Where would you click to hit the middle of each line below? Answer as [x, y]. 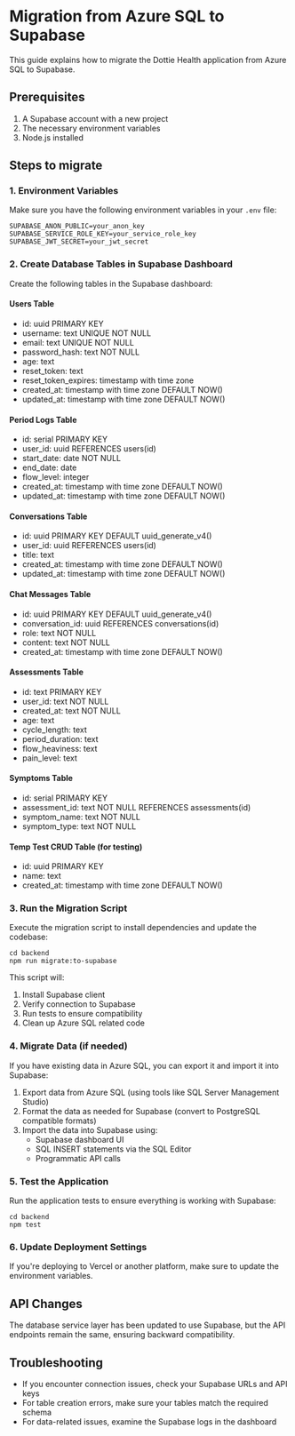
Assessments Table [47, 672]
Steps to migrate [56, 166]
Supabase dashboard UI [80, 1139]
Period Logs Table [43, 419]
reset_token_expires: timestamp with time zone [108, 380]
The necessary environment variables [91, 128]
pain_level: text [50, 758]
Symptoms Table [41, 778]
